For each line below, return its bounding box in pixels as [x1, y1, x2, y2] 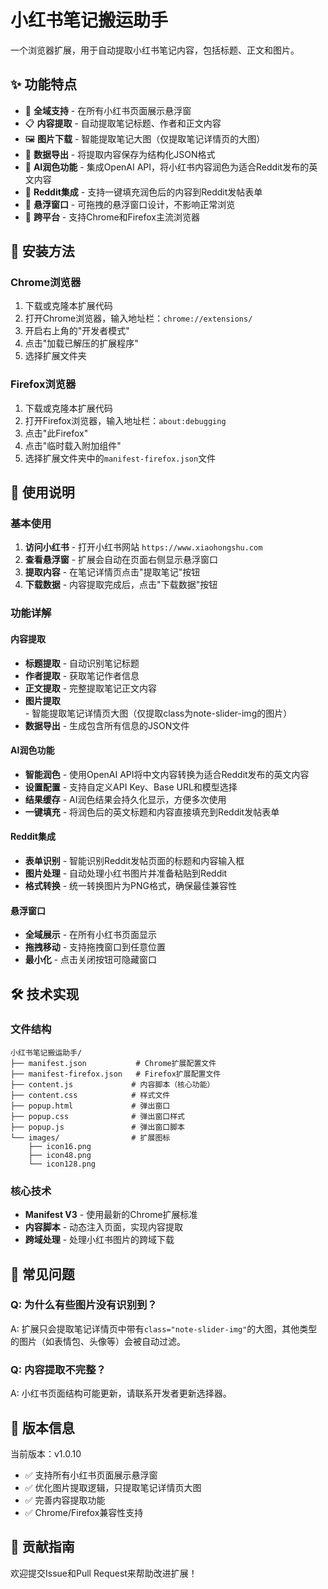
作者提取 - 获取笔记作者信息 [24, 669, 140, 681]
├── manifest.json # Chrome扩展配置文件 [10, 1058, 217, 1068]
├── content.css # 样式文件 [10, 1090, 171, 1100]
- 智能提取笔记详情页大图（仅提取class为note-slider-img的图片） [24, 707, 293, 719]
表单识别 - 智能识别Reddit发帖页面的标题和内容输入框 [24, 854, 245, 866]
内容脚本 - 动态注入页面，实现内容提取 [24, 1221, 184, 1233]
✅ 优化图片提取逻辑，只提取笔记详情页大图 [24, 1481, 202, 1493]
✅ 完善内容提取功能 [24, 1494, 106, 1506]
